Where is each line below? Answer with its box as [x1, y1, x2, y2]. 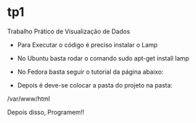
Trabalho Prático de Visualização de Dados [7, 27, 130, 35]
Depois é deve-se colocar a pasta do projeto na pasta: [17, 81, 173, 89]
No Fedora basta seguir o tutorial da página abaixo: [17, 67, 164, 76]
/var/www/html [7, 95, 51, 103]
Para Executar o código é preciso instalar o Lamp [17, 40, 158, 49]
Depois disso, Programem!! [7, 108, 84, 116]
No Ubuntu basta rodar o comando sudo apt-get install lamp [17, 54, 189, 63]
